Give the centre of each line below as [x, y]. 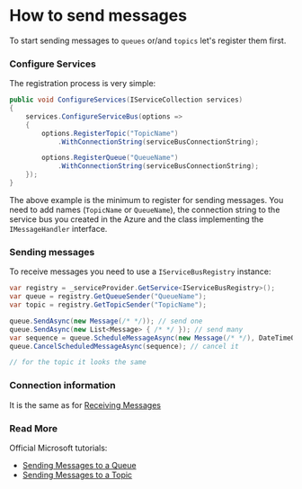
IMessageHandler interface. [58, 228]
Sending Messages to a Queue [79, 465]
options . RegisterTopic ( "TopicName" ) [110, 133]
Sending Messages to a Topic [77, 475]
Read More [34, 428]
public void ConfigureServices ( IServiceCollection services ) [126, 100]
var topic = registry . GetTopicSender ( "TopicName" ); [108, 305]
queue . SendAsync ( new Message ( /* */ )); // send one [106, 321]
